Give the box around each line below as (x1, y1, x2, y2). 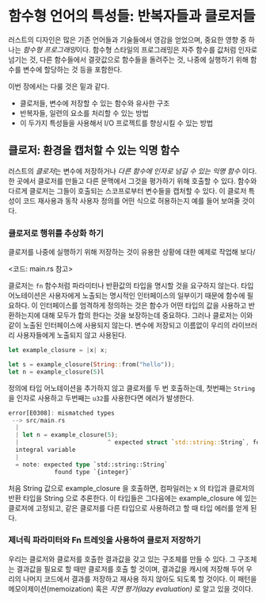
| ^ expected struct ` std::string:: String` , (15, 438, 249, 446)
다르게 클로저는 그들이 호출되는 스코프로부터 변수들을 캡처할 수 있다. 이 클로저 (8, 186, 247, 195)
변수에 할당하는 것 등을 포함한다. (22, 64, 123, 74)
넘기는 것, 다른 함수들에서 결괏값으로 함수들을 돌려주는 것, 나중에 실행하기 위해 (8, 55, 249, 64)
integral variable (15, 446, 77, 454)
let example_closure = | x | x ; (8, 346, 108, 354)
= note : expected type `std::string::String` (15, 461, 169, 469)
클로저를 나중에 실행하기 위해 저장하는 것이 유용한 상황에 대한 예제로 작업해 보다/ (8, 247, 256, 257)
